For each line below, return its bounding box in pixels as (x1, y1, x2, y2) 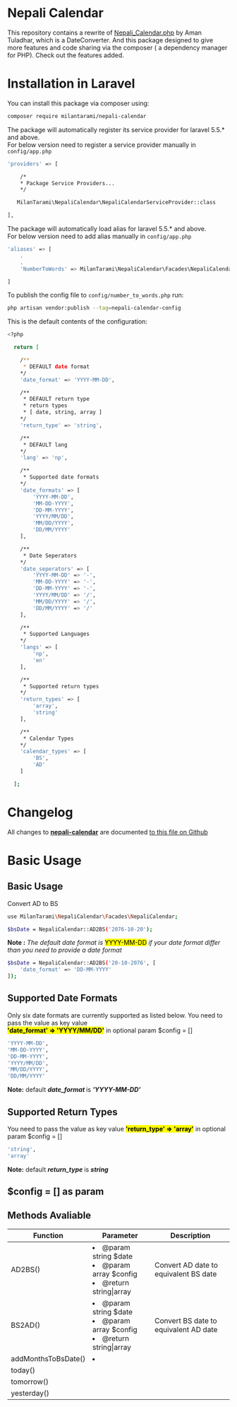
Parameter (102, 1230, 138, 1240)
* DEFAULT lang (23, 441, 68, 448)
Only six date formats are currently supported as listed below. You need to (7, 1011, 224, 1019)
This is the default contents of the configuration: (7, 317, 148, 326)
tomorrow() (11, 1377, 49, 1387)
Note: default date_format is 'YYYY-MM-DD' (7, 1085, 141, 1094)
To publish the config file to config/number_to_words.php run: (7, 291, 184, 300)
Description (170, 1230, 211, 1240)
